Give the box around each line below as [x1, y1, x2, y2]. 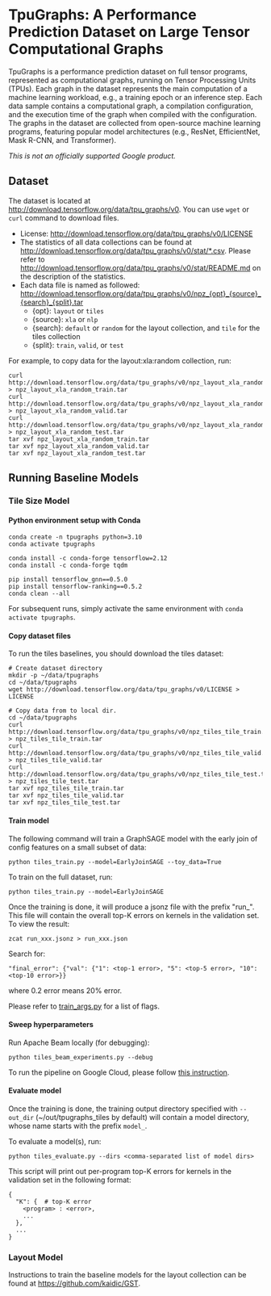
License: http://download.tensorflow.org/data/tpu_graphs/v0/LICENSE [19, 229, 253, 238]
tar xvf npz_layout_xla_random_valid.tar [8, 442, 150, 450]
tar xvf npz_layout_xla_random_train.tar [8, 434, 150, 443]
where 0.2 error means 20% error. [8, 985, 123, 995]
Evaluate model [8, 1086, 62, 1096]
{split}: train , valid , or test [31, 340, 124, 350]
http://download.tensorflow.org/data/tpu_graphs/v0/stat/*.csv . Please [19, 245, 252, 255]
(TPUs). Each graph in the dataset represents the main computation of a [8, 83, 248, 94]
